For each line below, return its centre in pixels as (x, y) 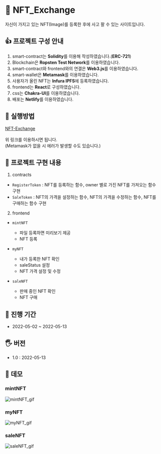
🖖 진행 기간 (21, 314)
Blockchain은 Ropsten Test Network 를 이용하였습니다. (66, 62)
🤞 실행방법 (20, 116)
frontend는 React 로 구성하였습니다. (46, 87)
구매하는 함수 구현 (29, 203)
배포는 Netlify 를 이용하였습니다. (43, 99)
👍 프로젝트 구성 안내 (34, 41)
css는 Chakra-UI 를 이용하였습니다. (46, 93)
